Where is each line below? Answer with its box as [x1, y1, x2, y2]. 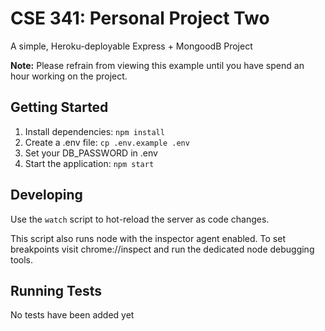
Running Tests [10, 282, 102, 299]
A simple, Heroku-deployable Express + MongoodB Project [10, 40, 253, 52]
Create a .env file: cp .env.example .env [24, 136, 190, 148]
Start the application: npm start [24, 157, 155, 169]
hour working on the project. [10, 70, 128, 82]
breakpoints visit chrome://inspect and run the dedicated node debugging [10, 243, 315, 255]
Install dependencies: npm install [24, 125, 165, 137]
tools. [10, 253, 34, 266]
